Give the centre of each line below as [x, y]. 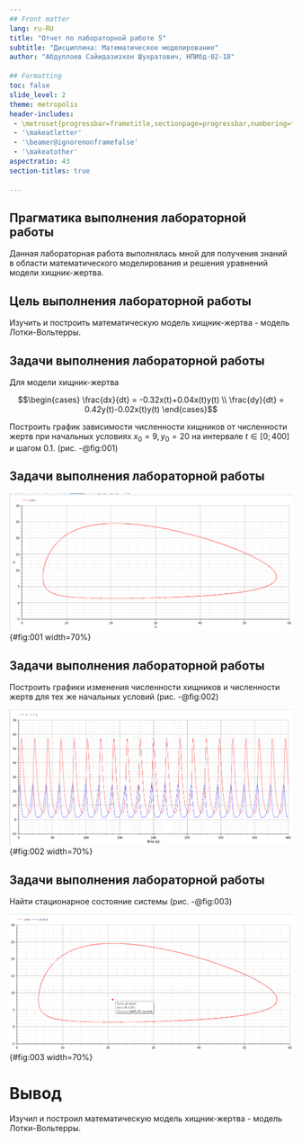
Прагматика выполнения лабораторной [128, 217]
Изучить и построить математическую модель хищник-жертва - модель [150, 323]
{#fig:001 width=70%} [50, 637]
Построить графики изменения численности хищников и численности [145, 687]
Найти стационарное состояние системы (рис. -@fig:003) [121, 902]
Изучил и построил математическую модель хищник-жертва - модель [146, 1118]
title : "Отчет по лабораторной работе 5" [88, 38]
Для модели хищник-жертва [64, 382]
